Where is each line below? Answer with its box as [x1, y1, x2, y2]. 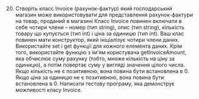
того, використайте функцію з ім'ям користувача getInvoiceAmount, [15, 49, 187, 55]
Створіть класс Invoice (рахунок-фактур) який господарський [15, 5, 172, 12]
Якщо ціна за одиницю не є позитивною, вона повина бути [15, 74, 165, 81]
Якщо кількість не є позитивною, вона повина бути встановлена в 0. [15, 68, 189, 74]
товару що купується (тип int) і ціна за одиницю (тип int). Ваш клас [15, 30, 184, 37]
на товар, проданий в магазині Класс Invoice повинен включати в [15, 18, 182, 24]
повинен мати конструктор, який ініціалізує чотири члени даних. [15, 37, 180, 43]
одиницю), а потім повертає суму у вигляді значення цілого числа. [15, 61, 185, 68]
